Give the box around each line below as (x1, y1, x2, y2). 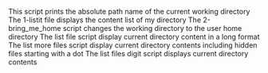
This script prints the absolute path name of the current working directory (8, 7, 250, 16)
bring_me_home (8, 24, 61, 33)
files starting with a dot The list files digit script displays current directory (8, 49, 249, 58)
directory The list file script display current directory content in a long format (8, 32, 260, 41)
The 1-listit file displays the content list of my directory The (8, 15, 202, 25)
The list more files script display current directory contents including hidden (8, 40, 258, 50)
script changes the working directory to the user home (62, 24, 242, 33)
